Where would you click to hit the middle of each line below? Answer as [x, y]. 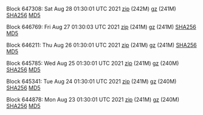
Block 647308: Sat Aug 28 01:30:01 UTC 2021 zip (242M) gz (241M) [91, 9]
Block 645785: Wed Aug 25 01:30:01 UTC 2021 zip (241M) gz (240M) [93, 63]
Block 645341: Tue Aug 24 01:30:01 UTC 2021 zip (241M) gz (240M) [91, 81]
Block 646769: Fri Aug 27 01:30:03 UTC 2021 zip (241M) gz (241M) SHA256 [101, 27]
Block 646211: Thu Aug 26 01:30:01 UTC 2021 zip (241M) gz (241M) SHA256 [101, 45]
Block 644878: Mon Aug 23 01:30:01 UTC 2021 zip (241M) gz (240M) [93, 100]
